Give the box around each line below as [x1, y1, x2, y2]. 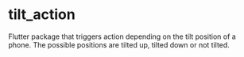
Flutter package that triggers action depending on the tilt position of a [8, 32, 236, 41]
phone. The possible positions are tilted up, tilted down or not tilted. [8, 40, 230, 49]
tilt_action [8, 6, 76, 24]
